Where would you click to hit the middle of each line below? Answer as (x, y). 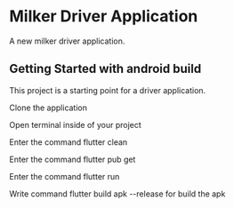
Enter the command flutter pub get (73, 159)
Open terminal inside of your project (76, 124)
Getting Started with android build (105, 69)
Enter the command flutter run (65, 176)
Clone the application (48, 108)
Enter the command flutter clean (69, 142)
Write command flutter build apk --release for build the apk (117, 194)
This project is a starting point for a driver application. (108, 90)
